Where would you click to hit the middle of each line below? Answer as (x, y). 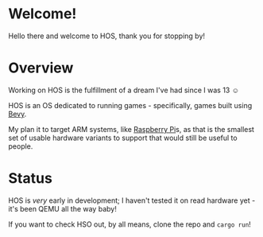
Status (31, 179)
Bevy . (17, 114)
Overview (41, 68)
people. (21, 146)
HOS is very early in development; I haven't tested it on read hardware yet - (132, 200)
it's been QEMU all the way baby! (62, 208)
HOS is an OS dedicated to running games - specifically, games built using (130, 105)
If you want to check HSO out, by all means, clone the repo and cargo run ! (130, 224)
